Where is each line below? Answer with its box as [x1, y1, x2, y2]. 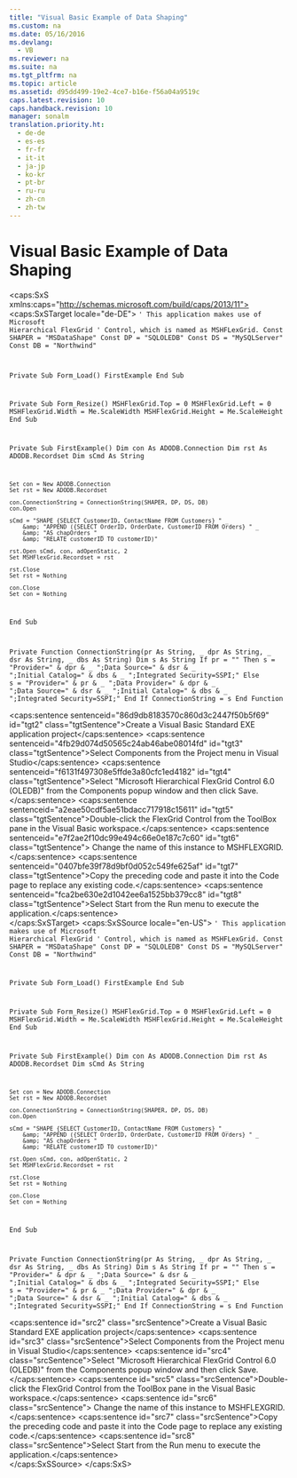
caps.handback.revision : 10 [9, 104, 113, 113]
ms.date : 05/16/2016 [9, 29, 86, 38]
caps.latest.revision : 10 [9, 95, 105, 105]
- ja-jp [17, 162, 46, 171]
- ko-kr [17, 170, 46, 179]
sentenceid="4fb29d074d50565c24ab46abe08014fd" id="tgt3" [9, 738, 244, 749]
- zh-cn [17, 195, 46, 204]
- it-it [17, 153, 46, 163]
